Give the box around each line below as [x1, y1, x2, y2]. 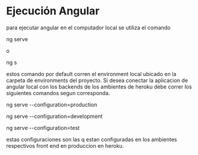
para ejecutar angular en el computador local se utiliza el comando [6, 24, 171, 31]
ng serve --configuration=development [6, 113, 103, 120]
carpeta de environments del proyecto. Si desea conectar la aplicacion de [6, 77, 188, 84]
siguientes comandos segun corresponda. [6, 89, 111, 96]
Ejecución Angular [6, 4, 100, 18]
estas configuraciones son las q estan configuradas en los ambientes [6, 136, 178, 143]
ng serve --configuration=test [6, 124, 80, 131]
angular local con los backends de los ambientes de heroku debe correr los [6, 83, 193, 90]
